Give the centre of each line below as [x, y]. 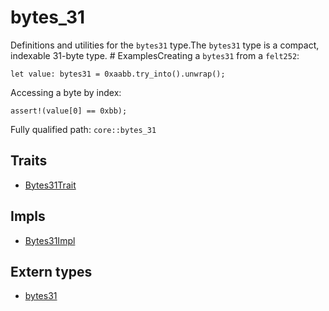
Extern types [51, 271]
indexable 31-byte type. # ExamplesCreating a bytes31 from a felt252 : [155, 55]
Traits [29, 161]
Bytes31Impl [50, 240]
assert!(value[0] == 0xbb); [69, 111]
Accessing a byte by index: [66, 92]
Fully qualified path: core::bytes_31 [83, 129]
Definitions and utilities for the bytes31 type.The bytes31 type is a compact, [165, 45]
